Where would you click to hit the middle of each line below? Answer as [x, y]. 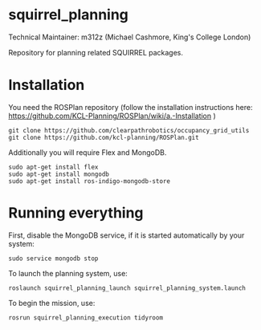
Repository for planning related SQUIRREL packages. [96, 52]
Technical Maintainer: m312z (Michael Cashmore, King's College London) [130, 37]
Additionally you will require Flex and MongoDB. [88, 152]
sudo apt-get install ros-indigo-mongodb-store [90, 181]
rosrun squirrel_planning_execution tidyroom [86, 318]
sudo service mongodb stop [53, 259]
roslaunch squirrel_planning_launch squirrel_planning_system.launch [127, 288]
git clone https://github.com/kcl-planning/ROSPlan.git [104, 137]
